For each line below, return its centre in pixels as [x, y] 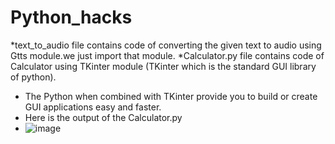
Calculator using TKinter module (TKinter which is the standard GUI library [163, 66]
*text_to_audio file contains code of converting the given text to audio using [166, 45]
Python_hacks [71, 17]
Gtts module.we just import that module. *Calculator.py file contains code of [167, 55]
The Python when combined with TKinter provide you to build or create [171, 96]
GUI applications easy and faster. [93, 107]
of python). [33, 77]
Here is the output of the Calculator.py [103, 117]
